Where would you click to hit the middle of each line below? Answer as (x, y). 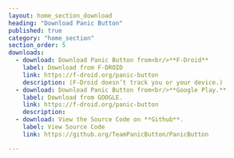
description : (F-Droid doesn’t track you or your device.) (123, 82)
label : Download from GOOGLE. (73, 97)
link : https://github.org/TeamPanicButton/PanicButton (116, 134)
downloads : (26, 53)
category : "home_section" (51, 38)
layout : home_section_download (60, 16)
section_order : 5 (37, 45)
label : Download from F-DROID (73, 68)
